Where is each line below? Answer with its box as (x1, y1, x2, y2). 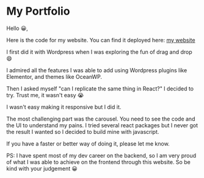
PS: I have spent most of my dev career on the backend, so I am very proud (6, 152, 197, 159)
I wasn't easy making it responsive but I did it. (6, 103, 122, 111)
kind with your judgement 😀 (6, 165, 78, 172)
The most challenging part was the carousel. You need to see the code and (6, 115, 195, 122)
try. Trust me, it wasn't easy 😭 (6, 91, 84, 98)
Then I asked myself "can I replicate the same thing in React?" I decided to (6, 84, 194, 92)
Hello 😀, (6, 24, 29, 32)
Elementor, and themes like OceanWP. (6, 73, 103, 80)
